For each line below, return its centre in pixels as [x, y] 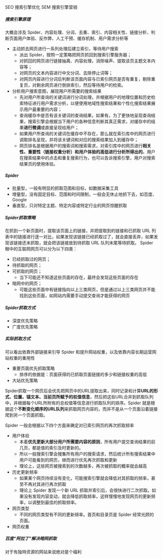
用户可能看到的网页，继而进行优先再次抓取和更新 [68, 460]
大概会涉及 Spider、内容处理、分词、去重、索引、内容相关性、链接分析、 [78, 32]
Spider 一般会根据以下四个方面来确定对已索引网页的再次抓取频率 [70, 425]
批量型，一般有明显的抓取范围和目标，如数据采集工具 [65, 188]
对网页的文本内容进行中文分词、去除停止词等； [66, 73]
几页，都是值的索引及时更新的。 [51, 447]
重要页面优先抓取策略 [33, 368]
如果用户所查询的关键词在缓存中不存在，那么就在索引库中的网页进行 [87, 133]
